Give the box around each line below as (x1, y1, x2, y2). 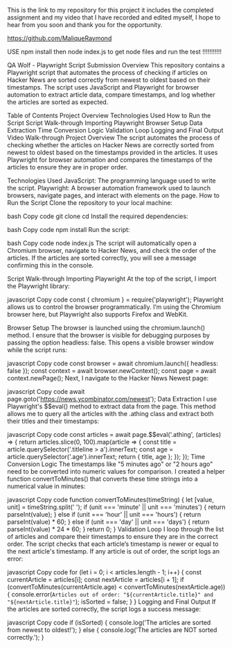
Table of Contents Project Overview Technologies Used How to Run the (7, 111, 211, 119)
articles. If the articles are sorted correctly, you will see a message (7, 254, 197, 262)
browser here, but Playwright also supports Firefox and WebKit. (7, 310, 188, 318)
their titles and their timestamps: (7, 417, 99, 425)
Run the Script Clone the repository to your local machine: (7, 199, 173, 207)
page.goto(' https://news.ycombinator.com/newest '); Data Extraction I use (7, 395, 217, 403)
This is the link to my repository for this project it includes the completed (7, 6, 214, 14)
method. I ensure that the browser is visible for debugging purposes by (7, 331, 210, 339)
